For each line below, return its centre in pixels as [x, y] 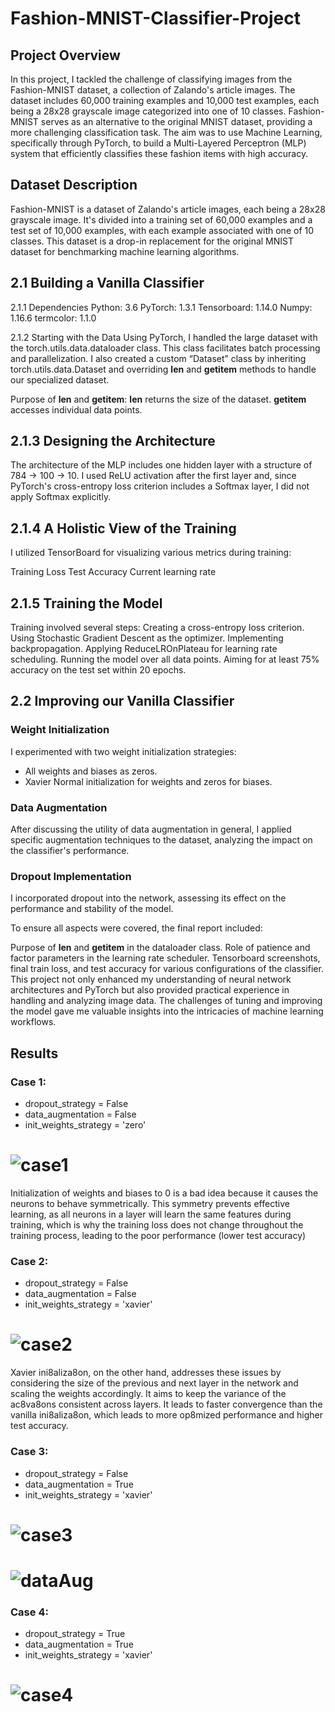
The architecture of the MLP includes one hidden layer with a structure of [161, 465]
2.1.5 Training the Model [86, 603]
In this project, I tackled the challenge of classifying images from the [151, 79]
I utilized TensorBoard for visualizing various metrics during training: [151, 553]
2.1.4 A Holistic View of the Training [123, 528]
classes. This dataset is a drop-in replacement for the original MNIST [152, 241]
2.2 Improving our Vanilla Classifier [122, 701]
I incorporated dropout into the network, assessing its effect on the [148, 898]
